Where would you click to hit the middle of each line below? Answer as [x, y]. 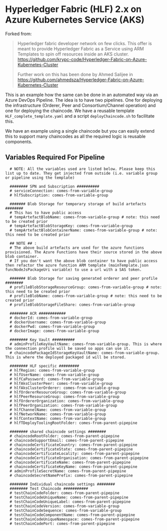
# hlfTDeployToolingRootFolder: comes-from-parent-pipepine [73, 423]
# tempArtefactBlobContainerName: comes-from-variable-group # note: [83, 230]
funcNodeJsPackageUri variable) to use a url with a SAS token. [73, 270]
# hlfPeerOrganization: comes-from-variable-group [63, 405]
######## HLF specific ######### [44, 366]
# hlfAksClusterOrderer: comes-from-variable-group [65, 388]
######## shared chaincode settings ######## [58, 431]
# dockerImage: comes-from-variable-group [54, 331]
